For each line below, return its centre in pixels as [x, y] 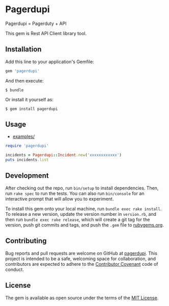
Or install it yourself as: [29, 99]
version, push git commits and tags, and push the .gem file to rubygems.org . [85, 225]
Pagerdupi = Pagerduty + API [36, 23]
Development [27, 176]
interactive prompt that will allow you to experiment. [60, 199]
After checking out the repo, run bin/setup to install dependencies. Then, [82, 188]
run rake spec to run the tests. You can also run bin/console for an [75, 193]
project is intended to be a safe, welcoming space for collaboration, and [81, 259]
